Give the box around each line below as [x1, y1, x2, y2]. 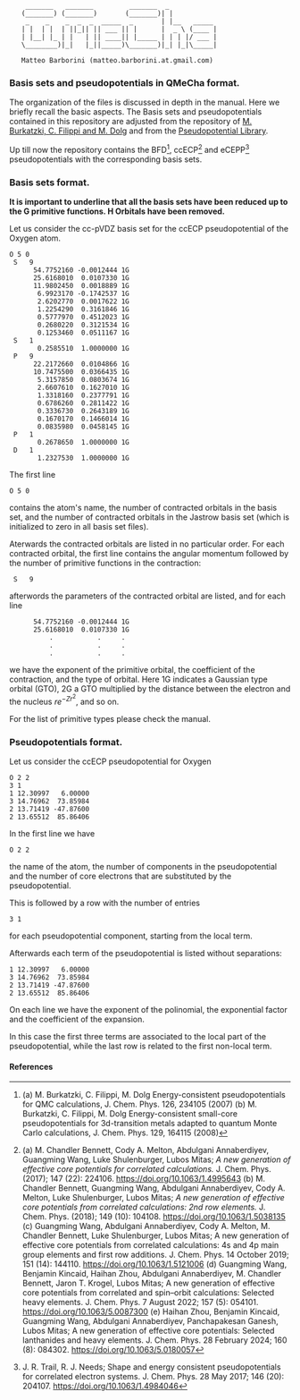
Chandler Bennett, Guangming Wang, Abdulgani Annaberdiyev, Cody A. [21, 1183, 286, 1193]
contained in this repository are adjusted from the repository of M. [9, 116, 253, 127]
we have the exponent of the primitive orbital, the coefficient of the [9, 665, 256, 675]
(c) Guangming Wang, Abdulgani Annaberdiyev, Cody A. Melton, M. [21, 1221, 271, 1232]
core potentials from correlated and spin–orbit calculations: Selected [21, 1287, 275, 1298]
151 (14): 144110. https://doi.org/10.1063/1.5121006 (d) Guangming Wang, [21, 1259, 287, 1269]
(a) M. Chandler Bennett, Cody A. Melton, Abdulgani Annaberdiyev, [21, 1145, 270, 1156]
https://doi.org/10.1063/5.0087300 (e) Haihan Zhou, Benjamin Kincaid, [21, 1306, 280, 1317]
